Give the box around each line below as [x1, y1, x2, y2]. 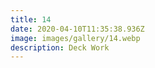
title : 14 [10, 14, 52, 25]
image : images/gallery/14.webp [10, 33, 141, 43]
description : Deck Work [10, 42, 110, 53]
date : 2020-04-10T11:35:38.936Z [10, 24, 145, 34]
